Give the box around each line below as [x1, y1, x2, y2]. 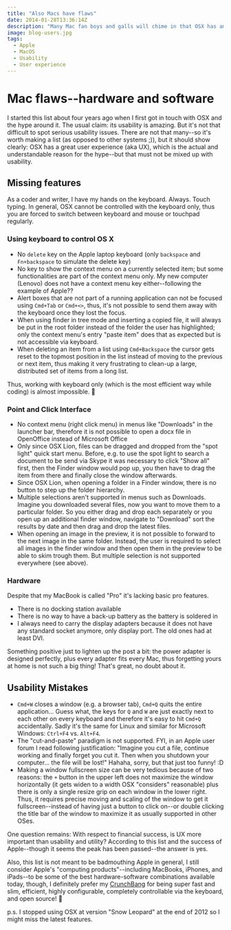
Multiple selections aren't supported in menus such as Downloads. [16, 492, 206, 501]
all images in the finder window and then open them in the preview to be [16, 544, 222, 552]
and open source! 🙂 [7, 894, 63, 903]
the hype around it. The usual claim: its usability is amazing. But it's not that [7, 121, 221, 129]
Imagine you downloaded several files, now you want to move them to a [16, 500, 221, 508]
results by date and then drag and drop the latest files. [16, 522, 171, 530]
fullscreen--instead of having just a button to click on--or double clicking [16, 802, 224, 810]
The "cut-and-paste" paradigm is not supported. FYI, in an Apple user [16, 736, 215, 745]
